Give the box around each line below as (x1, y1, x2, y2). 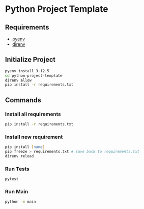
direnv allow (5, 78, 32, 83)
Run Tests (5, 165, 29, 172)
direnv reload (5, 153, 34, 158)
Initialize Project (5, 56, 56, 64)
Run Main (5, 188, 29, 195)
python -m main (5, 199, 36, 205)
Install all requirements (5, 111, 61, 118)
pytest (5, 177, 19, 181)
